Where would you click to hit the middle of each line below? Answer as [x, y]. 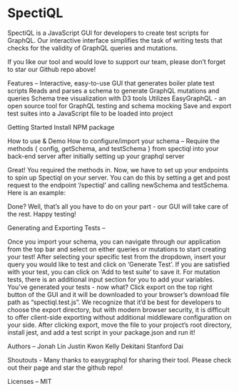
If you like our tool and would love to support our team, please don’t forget [117, 61]
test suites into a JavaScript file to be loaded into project [90, 113]
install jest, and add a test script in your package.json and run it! [101, 332]
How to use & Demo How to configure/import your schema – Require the [113, 141]
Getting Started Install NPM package [61, 127]
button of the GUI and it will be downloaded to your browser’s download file [118, 294]
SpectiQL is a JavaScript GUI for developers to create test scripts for [108, 33]
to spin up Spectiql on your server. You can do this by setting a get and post [119, 177]
